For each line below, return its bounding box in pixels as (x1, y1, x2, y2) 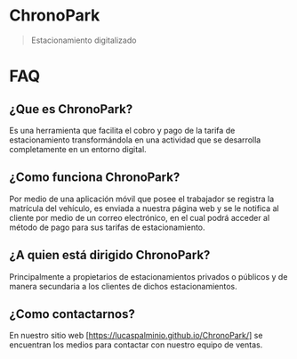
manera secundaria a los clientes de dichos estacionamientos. (9, 281, 237, 291)
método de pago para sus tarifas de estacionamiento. (9, 222, 206, 233)
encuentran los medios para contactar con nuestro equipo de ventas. (9, 339, 263, 350)
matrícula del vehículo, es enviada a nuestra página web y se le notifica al (9, 202, 279, 214)
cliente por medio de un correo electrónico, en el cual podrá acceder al (9, 212, 270, 223)
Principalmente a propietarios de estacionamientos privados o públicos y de (9, 271, 288, 281)
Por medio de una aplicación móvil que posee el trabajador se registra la (9, 193, 275, 204)
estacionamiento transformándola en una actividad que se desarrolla (9, 135, 261, 145)
